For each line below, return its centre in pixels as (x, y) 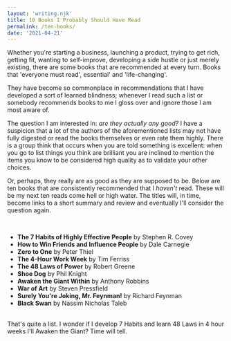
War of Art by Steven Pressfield (63, 288)
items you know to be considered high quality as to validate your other (107, 160)
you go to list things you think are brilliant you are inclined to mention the (111, 153)
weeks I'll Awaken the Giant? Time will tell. (67, 331)
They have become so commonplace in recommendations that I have (105, 88)
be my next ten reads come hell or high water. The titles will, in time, (104, 196)
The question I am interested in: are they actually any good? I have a (105, 123)
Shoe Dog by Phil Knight (52, 274)
